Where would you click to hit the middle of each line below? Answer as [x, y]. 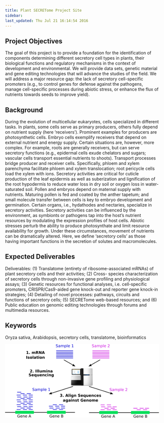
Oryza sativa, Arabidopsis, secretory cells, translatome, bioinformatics [76, 337]
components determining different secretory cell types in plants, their [75, 58]
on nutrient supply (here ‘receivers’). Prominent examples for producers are [81, 132]
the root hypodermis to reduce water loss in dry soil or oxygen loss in [75, 184]
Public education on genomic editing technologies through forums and [76, 305]
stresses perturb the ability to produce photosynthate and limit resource [77, 226]
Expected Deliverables [40, 257]
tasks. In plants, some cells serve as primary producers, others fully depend [82, 127]
